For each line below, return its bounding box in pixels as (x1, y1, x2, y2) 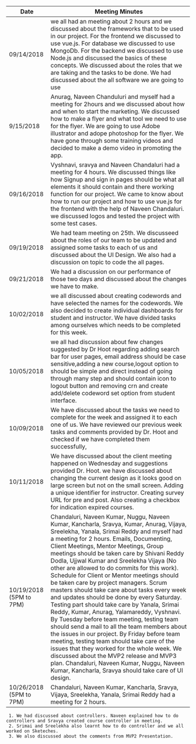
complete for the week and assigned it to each (50, 413, 178, 421)
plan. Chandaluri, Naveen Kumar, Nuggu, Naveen (50, 659, 185, 667)
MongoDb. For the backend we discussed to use (50, 47, 184, 54)
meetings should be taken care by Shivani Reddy (50, 550, 184, 557)
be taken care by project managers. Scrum (50, 579, 167, 587)
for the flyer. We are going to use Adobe (50, 122, 160, 130)
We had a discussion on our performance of (50, 268, 171, 276)
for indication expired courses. (50, 503, 134, 511)
